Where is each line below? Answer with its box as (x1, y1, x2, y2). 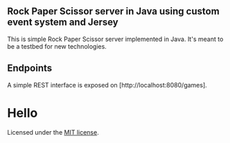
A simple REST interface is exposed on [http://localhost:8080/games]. (7, 81, 208, 89)
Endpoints (7, 62, 53, 74)
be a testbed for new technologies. (7, 42, 107, 51)
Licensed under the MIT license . (7, 128, 99, 136)
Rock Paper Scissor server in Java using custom (7, 6, 220, 17)
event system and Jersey (7, 17, 119, 28)
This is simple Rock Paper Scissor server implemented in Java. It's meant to (7, 35, 224, 43)
